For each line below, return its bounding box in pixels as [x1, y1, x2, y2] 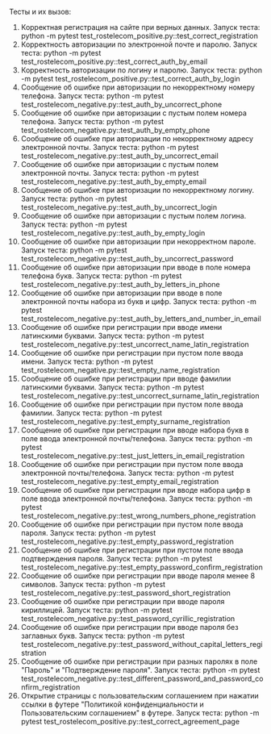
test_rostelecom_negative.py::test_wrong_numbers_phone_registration [20, 511, 256, 520]
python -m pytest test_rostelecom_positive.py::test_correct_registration [20, 31, 259, 40]
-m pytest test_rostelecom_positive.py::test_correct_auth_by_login [20, 74, 240, 83]
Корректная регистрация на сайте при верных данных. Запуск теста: [20, 23, 261, 31]
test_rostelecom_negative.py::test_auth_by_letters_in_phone [20, 280, 220, 289]
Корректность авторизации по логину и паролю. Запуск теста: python [20, 65, 263, 75]
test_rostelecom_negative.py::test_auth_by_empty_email [20, 177, 206, 186]
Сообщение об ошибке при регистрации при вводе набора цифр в [20, 486, 251, 494]
